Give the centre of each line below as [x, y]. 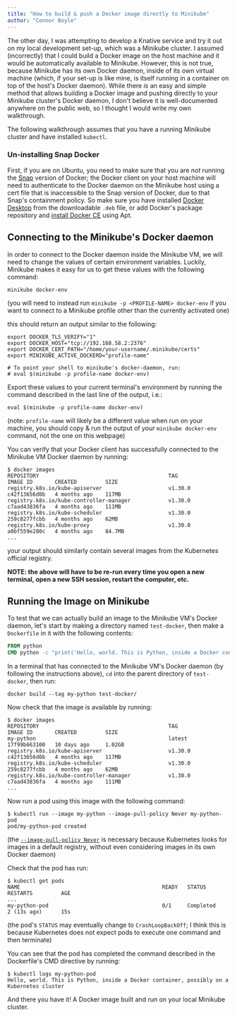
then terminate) [30, 940]
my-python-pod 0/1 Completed [112, 906]
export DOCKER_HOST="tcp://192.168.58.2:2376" [77, 343]
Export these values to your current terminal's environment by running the [115, 387]
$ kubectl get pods [36, 881]
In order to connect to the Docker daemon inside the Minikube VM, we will [115, 254]
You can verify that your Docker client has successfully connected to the [113, 449]
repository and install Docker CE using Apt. [70, 215]
